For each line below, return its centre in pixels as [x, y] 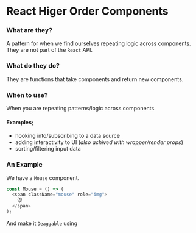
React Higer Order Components [87, 11]
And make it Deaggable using [42, 223]
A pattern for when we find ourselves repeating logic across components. [99, 43]
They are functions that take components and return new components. [95, 79]
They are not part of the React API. [50, 50]
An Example [24, 165]
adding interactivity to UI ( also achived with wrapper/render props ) [99, 142]
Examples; [20, 122]
